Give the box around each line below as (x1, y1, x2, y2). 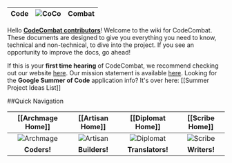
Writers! (187, 145, 215, 154)
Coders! (23, 145, 52, 154)
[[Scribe (187, 113, 215, 123)
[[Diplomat (130, 113, 166, 123)
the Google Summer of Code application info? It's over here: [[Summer (7, 76, 209, 84)
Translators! (127, 145, 168, 154)
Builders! (78, 145, 109, 154)
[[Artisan (78, 113, 109, 123)
